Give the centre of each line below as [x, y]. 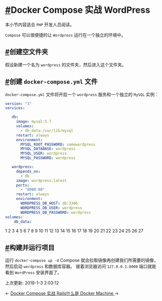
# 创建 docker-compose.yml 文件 [51, 82]
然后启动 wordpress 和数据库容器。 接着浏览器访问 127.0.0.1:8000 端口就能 [81, 266]
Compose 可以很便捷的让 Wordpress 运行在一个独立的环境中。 [66, 35]
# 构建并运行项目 [30, 247]
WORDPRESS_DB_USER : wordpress [51, 208]
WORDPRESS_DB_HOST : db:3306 [49, 203]
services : [15, 108]
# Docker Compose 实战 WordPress [78, 10]
